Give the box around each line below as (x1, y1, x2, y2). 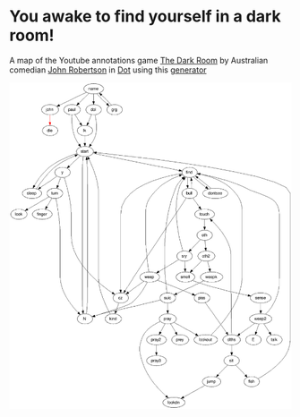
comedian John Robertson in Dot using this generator (9, 64, 208, 75)
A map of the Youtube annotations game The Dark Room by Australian (9, 55, 269, 65)
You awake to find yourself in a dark (9, 6, 281, 27)
